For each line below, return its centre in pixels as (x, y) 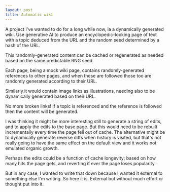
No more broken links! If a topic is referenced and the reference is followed (83, 106)
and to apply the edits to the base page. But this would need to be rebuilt (81, 127)
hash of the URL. (23, 45)
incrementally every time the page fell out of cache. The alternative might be (85, 132)
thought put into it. (25, 184)
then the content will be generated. (42, 111)
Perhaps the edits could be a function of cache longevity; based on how (81, 158)
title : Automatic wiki (29, 15)
